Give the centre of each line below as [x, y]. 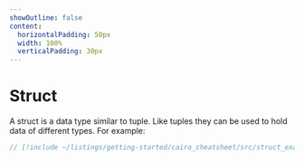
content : [26, 26]
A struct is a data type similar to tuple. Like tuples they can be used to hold [148, 121]
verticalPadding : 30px [60, 52]
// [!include [34, 147]
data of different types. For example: [77, 131]
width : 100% [40, 43]
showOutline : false [46, 18]
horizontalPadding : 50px [64, 34]
